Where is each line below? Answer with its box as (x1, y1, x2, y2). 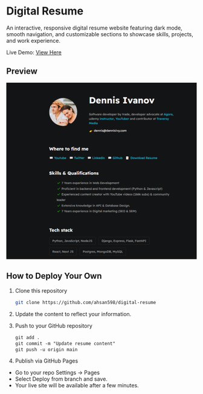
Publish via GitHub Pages (14, 357, 79, 364)
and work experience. (6, 37, 61, 44)
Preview (6, 66, 38, 77)
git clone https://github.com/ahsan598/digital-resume (14, 299, 156, 305)
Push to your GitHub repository (14, 322, 92, 329)
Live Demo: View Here (6, 48, 62, 56)
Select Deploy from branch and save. (14, 375, 108, 383)
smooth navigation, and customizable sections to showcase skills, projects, (6, 30, 193, 37)
